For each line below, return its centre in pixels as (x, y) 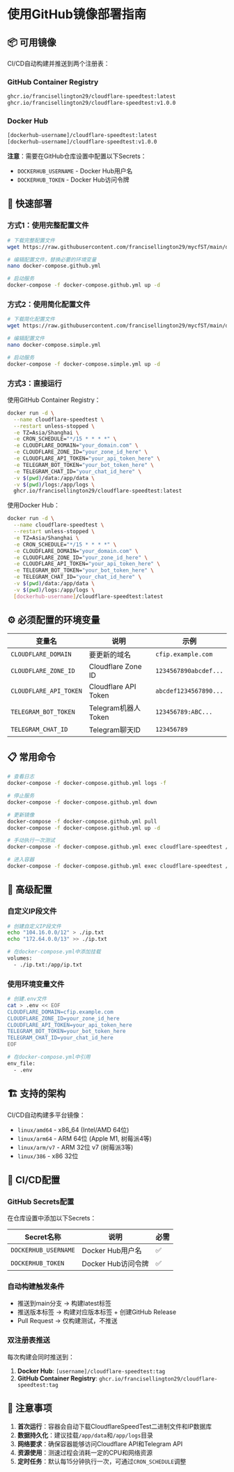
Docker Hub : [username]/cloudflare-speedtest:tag (91, 1371)
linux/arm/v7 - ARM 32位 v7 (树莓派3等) (75, 1147)
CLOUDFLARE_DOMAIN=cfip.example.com (60, 1012)
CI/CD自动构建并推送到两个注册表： (58, 63)
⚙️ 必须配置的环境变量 (54, 620)
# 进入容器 (21, 860)
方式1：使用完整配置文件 (48, 226)
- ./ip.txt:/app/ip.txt (48, 965)
